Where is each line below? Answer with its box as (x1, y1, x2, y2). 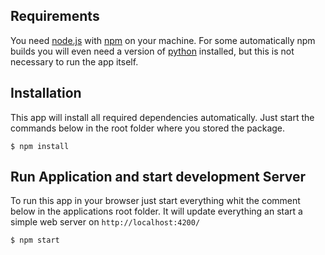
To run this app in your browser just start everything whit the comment (10, 195, 301, 207)
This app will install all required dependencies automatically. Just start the (10, 111, 315, 123)
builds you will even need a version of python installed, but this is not (10, 45, 295, 57)
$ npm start (10, 235, 60, 246)
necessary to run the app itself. (10, 55, 139, 68)
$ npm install (10, 141, 70, 151)
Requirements (10, 8, 100, 25)
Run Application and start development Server (10, 169, 307, 186)
